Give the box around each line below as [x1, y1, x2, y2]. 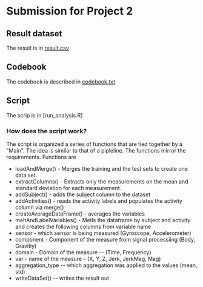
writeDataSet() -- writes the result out [15, 274, 110, 282]
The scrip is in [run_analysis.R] [6, 111, 83, 119]
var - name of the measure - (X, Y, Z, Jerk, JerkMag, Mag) [15, 255, 161, 262]
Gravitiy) [15, 242, 37, 249]
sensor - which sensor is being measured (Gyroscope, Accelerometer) [15, 229, 192, 237]
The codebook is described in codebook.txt [6, 78, 116, 85]
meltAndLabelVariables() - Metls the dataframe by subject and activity [15, 216, 191, 223]
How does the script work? [6, 127, 87, 135]
